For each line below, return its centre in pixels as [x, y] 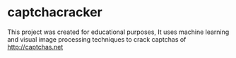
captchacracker [55, 12]
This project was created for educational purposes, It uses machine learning [118, 32]
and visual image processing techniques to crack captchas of [97, 39]
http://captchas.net [35, 47]
